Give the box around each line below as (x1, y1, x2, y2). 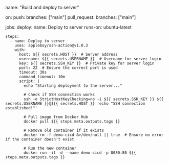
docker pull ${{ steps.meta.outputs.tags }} (24, 119, 120, 124)
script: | (18, 79, 40, 84)
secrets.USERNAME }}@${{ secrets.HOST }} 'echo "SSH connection (5, 101, 145, 106)
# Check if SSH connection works (24, 92, 95, 97)
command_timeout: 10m (18, 74, 66, 79)
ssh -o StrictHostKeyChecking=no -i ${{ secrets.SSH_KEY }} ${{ (24, 97, 164, 102)
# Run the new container (24, 146, 77, 151)
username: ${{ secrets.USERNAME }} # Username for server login (18, 56, 161, 61)
